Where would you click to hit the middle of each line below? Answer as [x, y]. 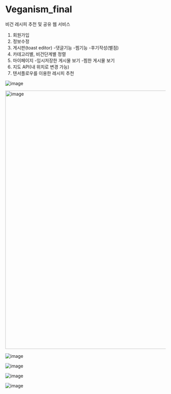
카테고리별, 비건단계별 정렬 [39, 54]
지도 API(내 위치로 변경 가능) [41, 67]
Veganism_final [39, 9]
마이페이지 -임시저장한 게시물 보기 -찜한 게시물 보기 [64, 60]
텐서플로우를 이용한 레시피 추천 [43, 73]
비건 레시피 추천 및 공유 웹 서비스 [38, 24]
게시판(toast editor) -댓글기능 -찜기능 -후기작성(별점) [66, 47]
